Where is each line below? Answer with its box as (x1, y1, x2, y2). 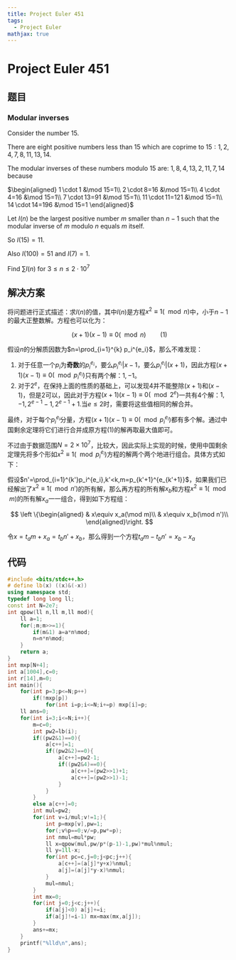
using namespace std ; (7, 589, 72, 596)
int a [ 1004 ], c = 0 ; (7, 668, 59, 675)
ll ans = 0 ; (20, 708, 50, 715)
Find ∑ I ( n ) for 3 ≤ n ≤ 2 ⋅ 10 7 (7, 263, 90, 273)
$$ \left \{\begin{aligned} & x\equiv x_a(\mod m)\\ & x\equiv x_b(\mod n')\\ (10, 510, 229, 518)
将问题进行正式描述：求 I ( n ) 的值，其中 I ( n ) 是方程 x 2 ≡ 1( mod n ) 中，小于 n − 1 (7, 306, 229, 316)
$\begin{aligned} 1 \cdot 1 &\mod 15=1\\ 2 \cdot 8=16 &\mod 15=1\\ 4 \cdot (7, 186, 220, 194)
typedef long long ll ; (7, 596, 75, 603)
